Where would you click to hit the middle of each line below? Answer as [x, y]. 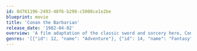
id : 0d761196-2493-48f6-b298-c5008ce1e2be [59, 11]
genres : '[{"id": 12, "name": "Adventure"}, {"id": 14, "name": [86, 39]
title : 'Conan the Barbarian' [43, 22]
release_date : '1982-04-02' [40, 28]
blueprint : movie [27, 17]
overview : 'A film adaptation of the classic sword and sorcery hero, [94, 33]
